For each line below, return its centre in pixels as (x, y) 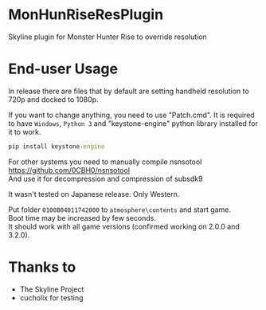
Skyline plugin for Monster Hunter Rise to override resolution (108, 37)
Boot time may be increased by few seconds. (82, 218)
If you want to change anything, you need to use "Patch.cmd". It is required (131, 115)
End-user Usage (63, 69)
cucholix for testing (51, 297)
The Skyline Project (52, 289)
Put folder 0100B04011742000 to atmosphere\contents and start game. (119, 210)
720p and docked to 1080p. (53, 99)
